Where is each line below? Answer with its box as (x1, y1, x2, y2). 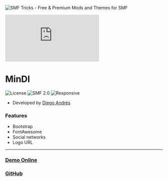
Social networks (12, 134, 46, 140)
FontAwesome (12, 129, 42, 135)
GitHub (5, 170, 23, 177)
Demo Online (5, 156, 37, 163)
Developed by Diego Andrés (12, 99, 71, 105)
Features (5, 112, 27, 119)
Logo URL (12, 139, 33, 145)
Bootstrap (12, 123, 33, 129)
